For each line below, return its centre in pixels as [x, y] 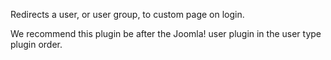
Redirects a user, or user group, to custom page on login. [127, 14]
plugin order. [36, 44]
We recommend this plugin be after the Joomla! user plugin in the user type [166, 33]
